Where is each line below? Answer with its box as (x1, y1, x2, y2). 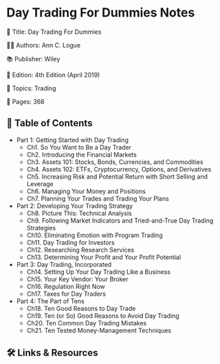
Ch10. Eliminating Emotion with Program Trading (26, 231, 163, 239)
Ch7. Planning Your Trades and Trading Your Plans (26, 194, 169, 203)
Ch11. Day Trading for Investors (26, 238, 115, 246)
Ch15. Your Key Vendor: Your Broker (26, 274, 129, 283)
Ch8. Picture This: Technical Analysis (26, 209, 132, 217)
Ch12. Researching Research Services (26, 245, 135, 254)
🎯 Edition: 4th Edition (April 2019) (6, 70, 100, 79)
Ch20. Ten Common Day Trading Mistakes (26, 318, 147, 327)
